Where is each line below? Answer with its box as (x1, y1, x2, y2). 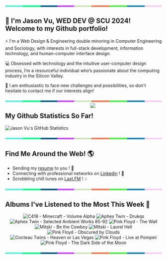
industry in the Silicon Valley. (5, 73, 64, 79)
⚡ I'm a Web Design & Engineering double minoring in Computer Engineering (5, 38, 162, 44)
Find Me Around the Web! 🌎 (5, 150, 94, 158)
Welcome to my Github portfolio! (5, 24, 108, 33)
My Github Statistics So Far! (5, 112, 93, 120)
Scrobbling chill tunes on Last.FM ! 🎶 (12, 176, 87, 182)
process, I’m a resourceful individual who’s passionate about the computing (5, 67, 160, 74)
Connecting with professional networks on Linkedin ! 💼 (12, 171, 124, 176)
